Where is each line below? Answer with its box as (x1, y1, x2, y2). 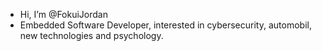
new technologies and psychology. (19, 30, 164, 41)
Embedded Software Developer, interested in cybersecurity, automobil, (19, 19, 312, 31)
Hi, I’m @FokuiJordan (19, 9, 108, 20)
